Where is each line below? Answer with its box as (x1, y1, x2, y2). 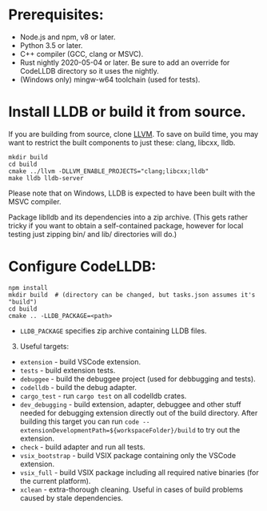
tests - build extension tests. (19, 365, 116, 375)
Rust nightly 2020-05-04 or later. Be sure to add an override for (19, 58, 230, 67)
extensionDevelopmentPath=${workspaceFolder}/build (19, 426, 196, 434)
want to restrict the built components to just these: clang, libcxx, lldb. (8, 138, 236, 147)
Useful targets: (19, 341, 70, 351)
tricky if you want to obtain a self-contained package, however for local (8, 220, 244, 230)
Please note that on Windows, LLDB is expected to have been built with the (8, 188, 256, 198)
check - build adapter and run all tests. (19, 442, 145, 452)
